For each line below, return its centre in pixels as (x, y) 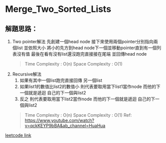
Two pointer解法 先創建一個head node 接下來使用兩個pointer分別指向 (83, 41)
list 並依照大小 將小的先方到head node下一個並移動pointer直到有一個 (87, 48)
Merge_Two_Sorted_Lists (58, 9)
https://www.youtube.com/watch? (59, 120)
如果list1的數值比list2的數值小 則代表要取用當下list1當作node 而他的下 (90, 86)
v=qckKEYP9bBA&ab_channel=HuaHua (65, 126)
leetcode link (18, 135)
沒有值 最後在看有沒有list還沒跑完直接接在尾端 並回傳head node (82, 54)
